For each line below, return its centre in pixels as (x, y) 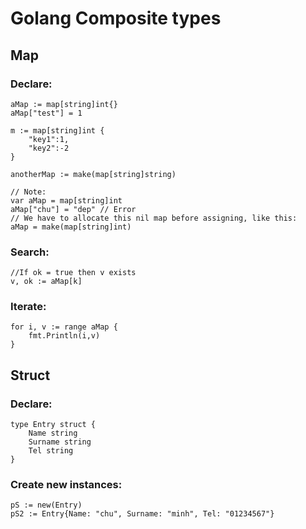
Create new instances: (66, 485)
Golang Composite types (116, 18)
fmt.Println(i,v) (64, 336)
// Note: (28, 192)
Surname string (60, 442)
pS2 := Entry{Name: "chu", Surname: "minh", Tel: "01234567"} (142, 514)
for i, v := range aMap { (64, 327)
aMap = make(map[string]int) (71, 227)
